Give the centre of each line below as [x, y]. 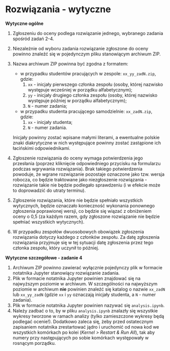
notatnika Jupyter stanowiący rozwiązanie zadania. [66, 273]
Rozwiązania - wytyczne [58, 9]
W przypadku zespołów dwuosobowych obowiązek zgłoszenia [78, 232]
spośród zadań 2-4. [33, 39]
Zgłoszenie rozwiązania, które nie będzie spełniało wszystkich [78, 200]
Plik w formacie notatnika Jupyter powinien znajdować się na [76, 278]
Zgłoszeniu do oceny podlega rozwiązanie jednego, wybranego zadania [88, 33]
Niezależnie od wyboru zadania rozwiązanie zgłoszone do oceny [80, 48]
